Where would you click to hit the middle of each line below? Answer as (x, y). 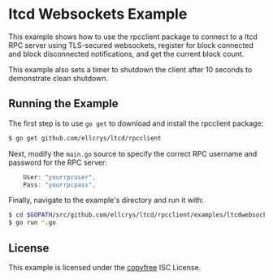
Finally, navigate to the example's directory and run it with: (106, 200)
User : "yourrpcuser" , (59, 177)
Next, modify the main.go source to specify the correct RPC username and (133, 153)
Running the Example (64, 103)
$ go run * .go (32, 223)
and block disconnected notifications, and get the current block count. (126, 54)
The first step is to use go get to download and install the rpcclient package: (136, 123)
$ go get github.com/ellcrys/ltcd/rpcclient (85, 138)
